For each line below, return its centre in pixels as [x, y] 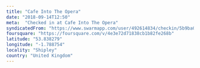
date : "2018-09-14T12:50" [38, 17]
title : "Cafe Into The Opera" [44, 12]
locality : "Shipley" [32, 50]
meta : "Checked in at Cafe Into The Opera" [62, 22]
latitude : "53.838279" [34, 39]
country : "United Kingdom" [40, 56]
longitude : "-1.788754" [36, 45]
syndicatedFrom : [26, 28]
